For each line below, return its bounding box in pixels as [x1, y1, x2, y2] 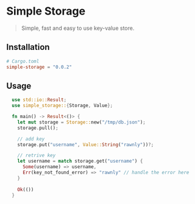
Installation [6, 42, 50, 52]
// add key [17, 136, 45, 142]
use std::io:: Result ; [12, 97, 67, 103]
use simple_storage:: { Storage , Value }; [12, 102, 113, 109]
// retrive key [17, 152, 56, 159]
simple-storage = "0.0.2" [6, 64, 72, 70]
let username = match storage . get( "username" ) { [17, 158, 143, 164]
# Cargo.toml [6, 58, 40, 65]
